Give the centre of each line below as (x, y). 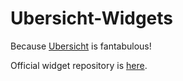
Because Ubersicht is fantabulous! (81, 46)
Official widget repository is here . (79, 65)
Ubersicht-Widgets (92, 18)
